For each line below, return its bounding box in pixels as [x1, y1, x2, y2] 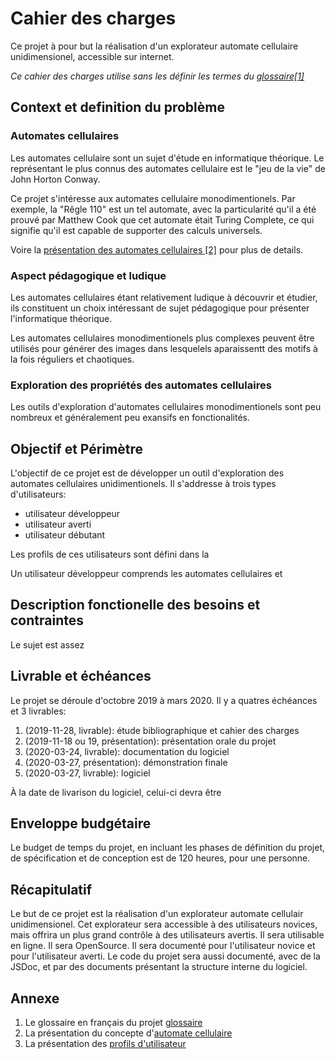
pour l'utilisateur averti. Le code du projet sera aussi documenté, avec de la [10, 950, 321, 962]
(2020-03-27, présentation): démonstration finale [24, 756, 228, 768]
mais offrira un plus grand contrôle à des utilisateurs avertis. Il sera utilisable [10, 929, 325, 941]
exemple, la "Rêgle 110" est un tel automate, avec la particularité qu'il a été [10, 203, 317, 215]
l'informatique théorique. [10, 312, 113, 324]
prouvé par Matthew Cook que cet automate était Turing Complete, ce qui [10, 213, 315, 226]
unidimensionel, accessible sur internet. [10, 50, 175, 62]
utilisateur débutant [24, 529, 106, 541]
